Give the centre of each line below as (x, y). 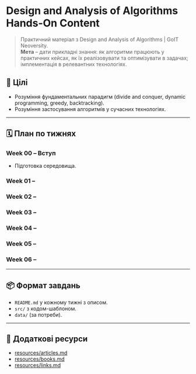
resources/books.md (39, 359)
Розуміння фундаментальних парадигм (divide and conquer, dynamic (100, 96)
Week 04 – (21, 228)
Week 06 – (21, 259)
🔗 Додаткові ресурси (47, 339)
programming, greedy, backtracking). (60, 103)
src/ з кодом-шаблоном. (45, 309)
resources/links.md (38, 365)
